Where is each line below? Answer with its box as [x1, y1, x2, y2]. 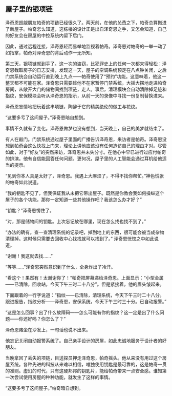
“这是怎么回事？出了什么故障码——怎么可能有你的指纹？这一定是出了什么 [5, 309, 160, 315]
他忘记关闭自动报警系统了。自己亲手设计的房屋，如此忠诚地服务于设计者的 [5, 338, 162, 344]
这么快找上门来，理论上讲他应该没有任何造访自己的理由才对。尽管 [27, 143, 167, 149]
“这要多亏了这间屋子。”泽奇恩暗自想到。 [5, 114, 88, 121]
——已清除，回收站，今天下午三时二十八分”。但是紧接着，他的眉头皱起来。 [5, 281, 165, 287]
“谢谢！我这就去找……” [5, 253, 53, 259]
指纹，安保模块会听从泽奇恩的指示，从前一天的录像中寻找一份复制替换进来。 [5, 92, 167, 98]
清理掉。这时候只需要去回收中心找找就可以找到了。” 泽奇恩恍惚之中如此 [5, 235, 155, 242]
